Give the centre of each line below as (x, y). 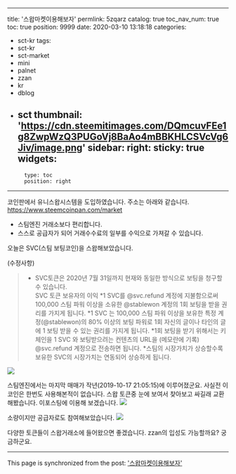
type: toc (38, 175)
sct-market (33, 56)
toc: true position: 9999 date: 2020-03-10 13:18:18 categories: (97, 27)
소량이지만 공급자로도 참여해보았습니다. (61, 417)
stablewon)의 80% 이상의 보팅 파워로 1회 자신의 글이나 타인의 (134, 321)
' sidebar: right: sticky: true (143, 148)
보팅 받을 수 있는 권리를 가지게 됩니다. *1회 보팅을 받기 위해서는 (133, 331)
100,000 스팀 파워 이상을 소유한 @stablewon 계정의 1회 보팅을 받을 (127, 304)
